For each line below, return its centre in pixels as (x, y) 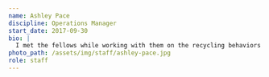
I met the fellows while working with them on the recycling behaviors (139, 46)
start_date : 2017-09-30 (48, 30)
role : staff (28, 61)
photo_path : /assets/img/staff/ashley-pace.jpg (90, 53)
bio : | (19, 38)
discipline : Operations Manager (62, 23)
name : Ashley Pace (39, 16)
